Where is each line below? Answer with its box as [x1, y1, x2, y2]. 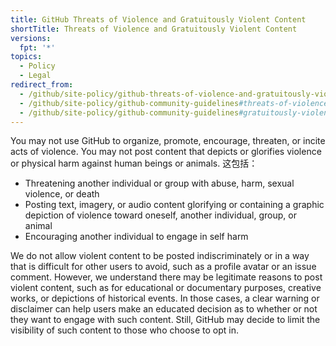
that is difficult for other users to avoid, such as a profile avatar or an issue [10, 261, 317, 273]
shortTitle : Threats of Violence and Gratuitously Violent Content [10, 24, 298, 34]
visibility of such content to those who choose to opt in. [10, 324, 239, 336]
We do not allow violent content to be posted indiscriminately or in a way [10, 250, 310, 262]
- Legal [19, 71, 52, 81]
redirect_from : [10, 80, 74, 90]
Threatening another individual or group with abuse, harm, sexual [24, 177, 295, 190]
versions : [10, 33, 52, 43]
